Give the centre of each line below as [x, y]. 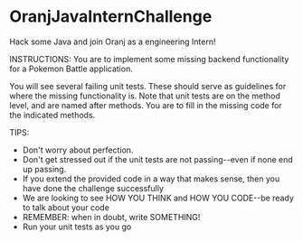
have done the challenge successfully [93, 188]
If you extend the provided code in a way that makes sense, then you [151, 179]
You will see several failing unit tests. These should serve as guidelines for [148, 86]
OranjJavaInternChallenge [111, 17]
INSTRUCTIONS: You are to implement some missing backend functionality [149, 59]
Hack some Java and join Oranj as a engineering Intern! [113, 42]
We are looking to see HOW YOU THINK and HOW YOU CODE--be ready [158, 198]
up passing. [44, 169]
